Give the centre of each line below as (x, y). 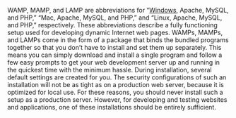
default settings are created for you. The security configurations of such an (117, 77)
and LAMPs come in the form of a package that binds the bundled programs (118, 40)
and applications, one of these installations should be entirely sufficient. (112, 107)
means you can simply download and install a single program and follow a (115, 55)
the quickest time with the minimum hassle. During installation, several (110, 70)
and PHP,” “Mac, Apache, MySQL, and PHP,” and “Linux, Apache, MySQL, (115, 18)
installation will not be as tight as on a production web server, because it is (116, 85)
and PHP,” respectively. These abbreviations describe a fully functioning (112, 25)
